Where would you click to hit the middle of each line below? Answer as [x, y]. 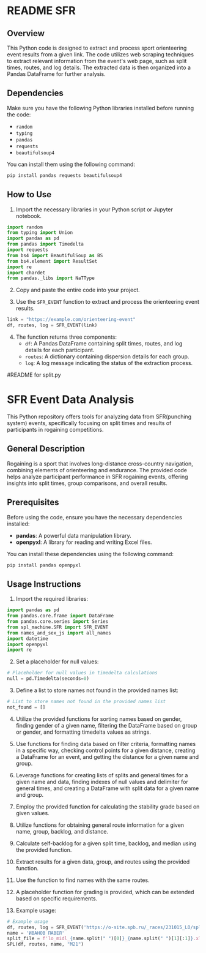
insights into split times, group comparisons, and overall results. [87, 483]
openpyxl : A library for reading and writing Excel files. [84, 542]
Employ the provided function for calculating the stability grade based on [108, 807]
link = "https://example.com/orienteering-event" [72, 320]
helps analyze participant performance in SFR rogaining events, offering [97, 476]
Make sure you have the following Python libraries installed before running [101, 108]
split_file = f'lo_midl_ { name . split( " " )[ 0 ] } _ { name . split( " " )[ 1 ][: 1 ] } [100, 939]
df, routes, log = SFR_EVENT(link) [52, 325]
